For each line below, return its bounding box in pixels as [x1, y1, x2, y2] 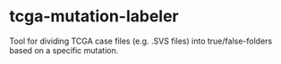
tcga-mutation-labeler [9, 6, 179, 27]
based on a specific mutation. [9, 44, 119, 55]
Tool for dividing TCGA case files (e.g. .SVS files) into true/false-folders [9, 36, 273, 46]
